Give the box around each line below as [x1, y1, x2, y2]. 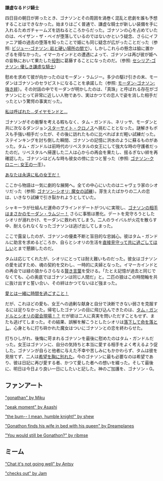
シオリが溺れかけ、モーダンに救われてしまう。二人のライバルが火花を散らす [5, 217, 157, 223]
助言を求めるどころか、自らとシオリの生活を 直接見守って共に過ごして [13, 239, 154, 245]
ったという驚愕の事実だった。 [5, 98, 65, 104]
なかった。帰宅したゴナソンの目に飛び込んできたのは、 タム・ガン [26, 307, 158, 313]
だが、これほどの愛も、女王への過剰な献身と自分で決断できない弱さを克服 [5, 301, 154, 306]
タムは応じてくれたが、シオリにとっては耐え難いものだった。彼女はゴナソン [5, 256, 158, 262]
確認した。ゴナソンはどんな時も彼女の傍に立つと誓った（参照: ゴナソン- [5, 156, 150, 161]
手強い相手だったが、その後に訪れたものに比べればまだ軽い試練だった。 [13, 131, 158, 137]
